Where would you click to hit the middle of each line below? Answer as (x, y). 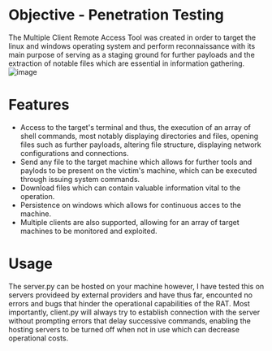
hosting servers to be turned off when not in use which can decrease (124, 329)
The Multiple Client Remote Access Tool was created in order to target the (132, 37)
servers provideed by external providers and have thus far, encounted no (131, 295)
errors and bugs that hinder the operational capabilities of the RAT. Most (129, 303)
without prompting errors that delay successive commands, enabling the (130, 321)
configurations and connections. (74, 153)
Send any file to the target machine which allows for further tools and (136, 162)
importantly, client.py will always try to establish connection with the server (134, 312)
